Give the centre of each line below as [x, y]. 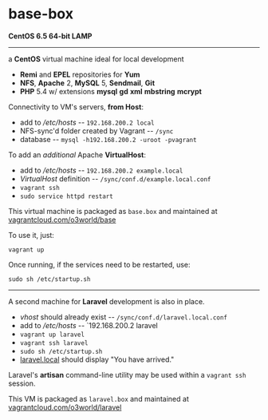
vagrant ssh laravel [54, 343]
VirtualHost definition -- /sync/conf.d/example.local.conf [115, 178]
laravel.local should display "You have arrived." [97, 359]
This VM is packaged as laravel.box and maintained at [99, 398]
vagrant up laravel [52, 335]
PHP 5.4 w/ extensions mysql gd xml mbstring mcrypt [110, 91]
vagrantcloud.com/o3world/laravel [65, 407]
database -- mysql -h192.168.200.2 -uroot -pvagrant [108, 139]
